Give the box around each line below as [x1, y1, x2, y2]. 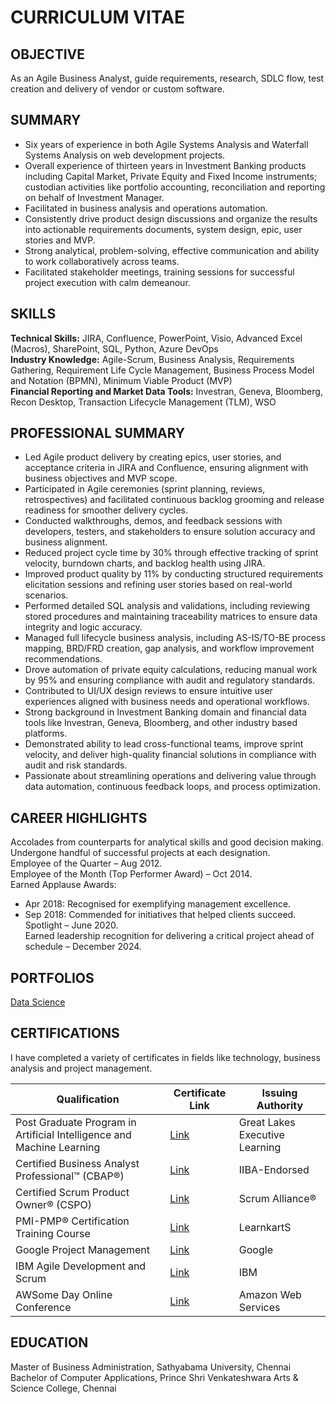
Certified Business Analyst [15, 1156, 140, 1170]
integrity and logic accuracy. [24, 621, 143, 633]
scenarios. [24, 589, 69, 601]
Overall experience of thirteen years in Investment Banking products [24, 159, 307, 171]
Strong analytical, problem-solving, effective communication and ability [24, 244, 320, 256]
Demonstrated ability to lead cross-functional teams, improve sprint [24, 738, 304, 750]
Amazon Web [238, 1287, 302, 1301]
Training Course [15, 1226, 91, 1240]
